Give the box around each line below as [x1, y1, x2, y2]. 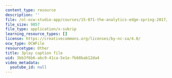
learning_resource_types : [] [5, 31, 68, 36]
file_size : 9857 [5, 22, 40, 27]
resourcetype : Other [5, 46, 50, 51]
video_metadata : [5, 60, 40, 65]
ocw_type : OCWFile [5, 41, 45, 46]
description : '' [5, 12, 40, 17]
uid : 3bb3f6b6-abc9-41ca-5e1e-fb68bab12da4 [5, 55, 100, 61]
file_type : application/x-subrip [5, 27, 77, 32]
